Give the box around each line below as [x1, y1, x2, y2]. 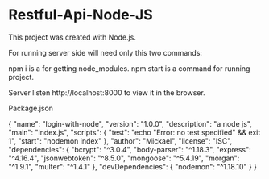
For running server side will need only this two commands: [8, 48, 203, 57]
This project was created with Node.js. [8, 32, 137, 42]
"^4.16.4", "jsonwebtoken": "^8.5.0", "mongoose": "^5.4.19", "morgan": [8, 153, 240, 163]
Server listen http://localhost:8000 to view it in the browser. [8, 87, 205, 98]
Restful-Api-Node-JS [8, 6, 153, 24]
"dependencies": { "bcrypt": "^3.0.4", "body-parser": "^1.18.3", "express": [8, 144, 251, 154]
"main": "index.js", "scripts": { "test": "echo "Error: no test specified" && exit [8, 127, 261, 137]
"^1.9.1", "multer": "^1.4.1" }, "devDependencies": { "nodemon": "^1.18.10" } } [8, 161, 258, 171]
